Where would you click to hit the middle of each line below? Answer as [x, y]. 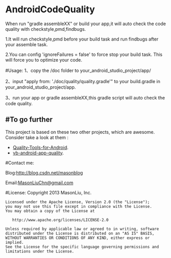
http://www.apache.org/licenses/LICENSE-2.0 [60, 220]
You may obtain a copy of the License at [50, 211]
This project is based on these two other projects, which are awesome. [80, 132]
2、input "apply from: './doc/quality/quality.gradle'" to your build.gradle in [83, 81]
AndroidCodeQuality [50, 9]
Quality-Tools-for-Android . [40, 147]
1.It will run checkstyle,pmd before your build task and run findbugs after [82, 39]
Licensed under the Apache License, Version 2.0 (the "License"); [78, 202]
